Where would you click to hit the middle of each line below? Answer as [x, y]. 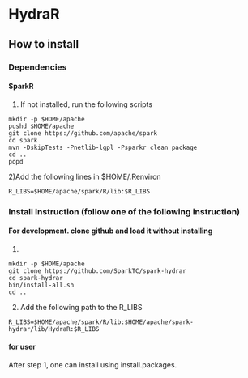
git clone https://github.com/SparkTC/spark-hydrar [97, 271]
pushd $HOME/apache [41, 126]
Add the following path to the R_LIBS [81, 307]
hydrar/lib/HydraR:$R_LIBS [54, 329]
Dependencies [38, 67]
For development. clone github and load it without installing [111, 231]
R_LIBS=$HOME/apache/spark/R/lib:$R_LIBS [79, 191]
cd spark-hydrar [36, 278]
